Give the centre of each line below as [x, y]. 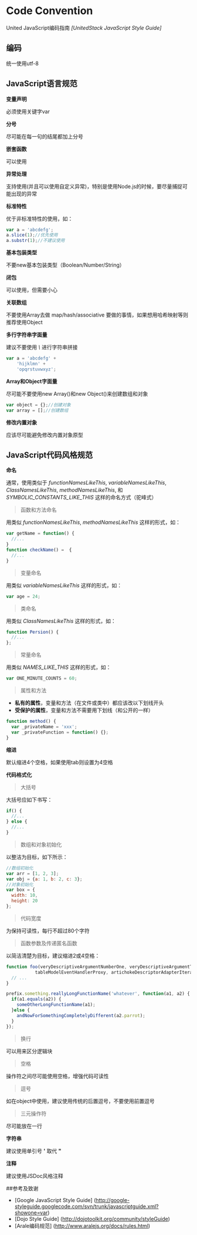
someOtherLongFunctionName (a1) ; [56, 1005]
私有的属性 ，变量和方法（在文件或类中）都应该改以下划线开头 [89, 703]
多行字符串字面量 [27, 335]
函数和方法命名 [38, 510]
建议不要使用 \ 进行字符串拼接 [42, 347]
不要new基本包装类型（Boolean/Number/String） [65, 265]
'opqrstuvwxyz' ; [37, 369]
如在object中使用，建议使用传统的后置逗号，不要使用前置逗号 [81, 1101]
